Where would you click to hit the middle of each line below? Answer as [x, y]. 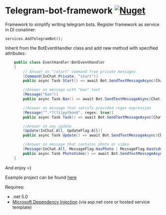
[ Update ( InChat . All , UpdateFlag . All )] [63, 131]
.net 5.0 [20, 197]
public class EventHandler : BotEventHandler [60, 62]
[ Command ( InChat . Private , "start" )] [61, 76]
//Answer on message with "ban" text [62, 90]
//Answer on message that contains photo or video [76, 144]
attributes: [16, 53]
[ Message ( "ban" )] [41, 94]
